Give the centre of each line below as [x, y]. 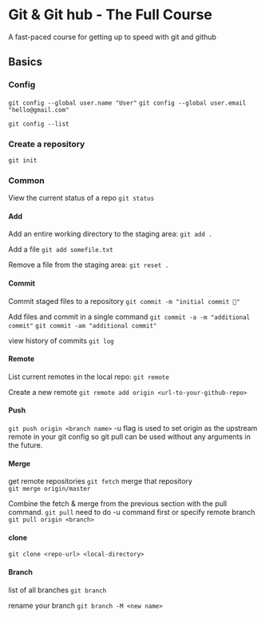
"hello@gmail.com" [39, 110]
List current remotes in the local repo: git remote [89, 377]
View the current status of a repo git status [81, 198]
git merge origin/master [49, 489]
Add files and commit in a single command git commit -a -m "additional [129, 317]
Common [27, 180]
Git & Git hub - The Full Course [111, 15]
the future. [26, 445]
